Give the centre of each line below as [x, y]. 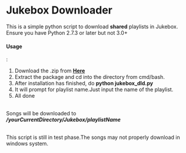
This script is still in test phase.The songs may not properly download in [93, 137]
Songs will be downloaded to [41, 114]
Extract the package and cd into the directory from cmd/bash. [89, 77]
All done [25, 96]
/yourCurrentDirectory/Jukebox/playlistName [63, 120]
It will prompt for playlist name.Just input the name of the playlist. [94, 89]
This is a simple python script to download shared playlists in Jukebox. [92, 26]
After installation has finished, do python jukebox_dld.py [84, 84]
